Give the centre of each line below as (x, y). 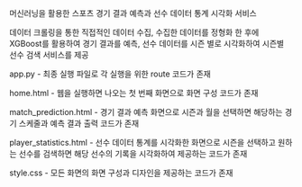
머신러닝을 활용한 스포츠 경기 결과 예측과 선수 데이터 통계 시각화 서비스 (133, 13)
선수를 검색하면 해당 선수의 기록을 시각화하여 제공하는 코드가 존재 (133, 154)
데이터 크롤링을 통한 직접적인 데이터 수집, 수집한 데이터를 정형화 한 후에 (134, 32)
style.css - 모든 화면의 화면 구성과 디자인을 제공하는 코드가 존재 (121, 173)
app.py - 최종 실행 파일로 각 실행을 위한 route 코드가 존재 (110, 74)
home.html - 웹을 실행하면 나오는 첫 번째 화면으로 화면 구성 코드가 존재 (134, 93)
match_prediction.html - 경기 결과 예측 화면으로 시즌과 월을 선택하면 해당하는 (146, 112)
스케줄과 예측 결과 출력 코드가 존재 (79, 123)
